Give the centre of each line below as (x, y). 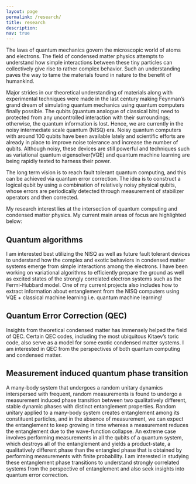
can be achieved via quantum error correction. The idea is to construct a (94, 179)
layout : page (22, 11)
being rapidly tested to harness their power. (59, 161)
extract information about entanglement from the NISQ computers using (93, 291)
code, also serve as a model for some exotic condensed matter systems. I (95, 342)
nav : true (18, 33)
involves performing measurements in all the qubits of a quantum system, (94, 437)
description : (22, 28)
